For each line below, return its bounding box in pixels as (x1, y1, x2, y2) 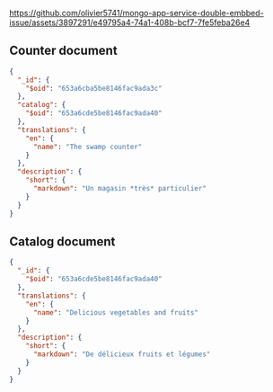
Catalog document (9, 234, 116, 249)
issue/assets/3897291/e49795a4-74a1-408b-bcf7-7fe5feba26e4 (9, 17, 251, 28)
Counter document (9, 43, 119, 58)
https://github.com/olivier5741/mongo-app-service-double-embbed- (9, 8, 264, 18)
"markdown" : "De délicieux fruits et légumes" (32, 350, 211, 359)
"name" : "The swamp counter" (32, 142, 143, 151)
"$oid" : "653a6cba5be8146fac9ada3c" (25, 84, 163, 93)
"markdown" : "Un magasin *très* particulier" (32, 184, 207, 193)
